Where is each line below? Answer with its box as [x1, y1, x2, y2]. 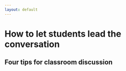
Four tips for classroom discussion [4, 58, 113, 67]
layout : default [4, 7, 38, 12]
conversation [4, 39, 60, 49]
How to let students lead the [4, 28, 122, 39]
